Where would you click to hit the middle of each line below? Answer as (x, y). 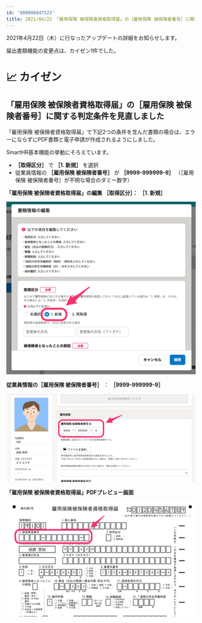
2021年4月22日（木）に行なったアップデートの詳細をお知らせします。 (93, 38)
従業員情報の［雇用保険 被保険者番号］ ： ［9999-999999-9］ (85, 385)
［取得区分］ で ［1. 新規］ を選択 (57, 165)
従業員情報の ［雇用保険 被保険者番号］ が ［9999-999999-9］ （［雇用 (104, 172)
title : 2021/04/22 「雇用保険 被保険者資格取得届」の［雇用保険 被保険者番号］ (96, 19)
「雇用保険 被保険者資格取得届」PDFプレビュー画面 (70, 492)
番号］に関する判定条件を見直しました (93, 116)
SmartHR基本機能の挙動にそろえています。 (59, 152)
